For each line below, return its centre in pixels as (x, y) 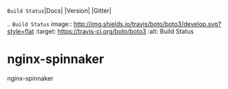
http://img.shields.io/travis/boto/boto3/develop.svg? (147, 24)
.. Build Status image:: (40, 24)
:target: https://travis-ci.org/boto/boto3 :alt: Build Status (115, 31)
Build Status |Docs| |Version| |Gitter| (59, 11)
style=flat (21, 31)
